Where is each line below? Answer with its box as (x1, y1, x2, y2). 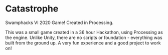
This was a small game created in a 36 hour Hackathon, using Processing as (5, 29, 163, 35)
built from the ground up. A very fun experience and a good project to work (5, 39, 161, 45)
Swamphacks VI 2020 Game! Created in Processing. (5, 19, 114, 25)
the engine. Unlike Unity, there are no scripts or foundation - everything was (5, 34, 162, 40)
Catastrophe (5, 3, 59, 14)
